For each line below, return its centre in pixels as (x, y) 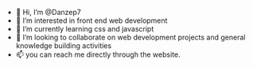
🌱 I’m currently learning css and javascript (85, 29)
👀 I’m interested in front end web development (91, 20)
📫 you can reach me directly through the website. (98, 54)
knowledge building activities (64, 46)
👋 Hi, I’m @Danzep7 (48, 12)
